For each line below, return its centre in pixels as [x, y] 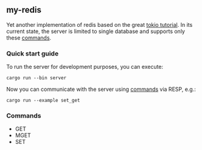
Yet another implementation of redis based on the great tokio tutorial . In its [99, 24]
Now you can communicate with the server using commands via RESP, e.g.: [101, 89]
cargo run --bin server [37, 78]
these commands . [29, 37]
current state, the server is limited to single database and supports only [96, 31]
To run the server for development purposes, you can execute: [85, 67]
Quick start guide [33, 53]
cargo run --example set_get [43, 101]
